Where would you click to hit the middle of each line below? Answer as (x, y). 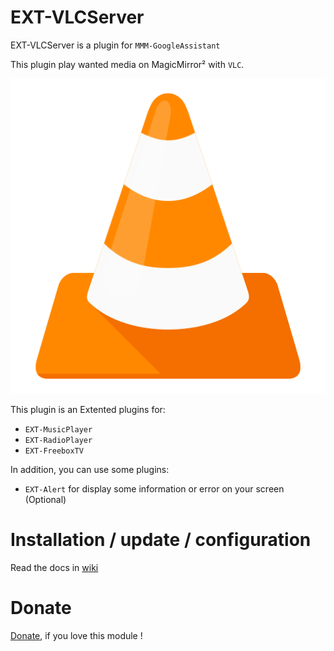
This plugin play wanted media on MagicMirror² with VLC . (127, 64)
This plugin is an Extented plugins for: (88, 409)
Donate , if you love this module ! (76, 635)
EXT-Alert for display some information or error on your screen (154, 488)
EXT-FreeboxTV (54, 451)
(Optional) (45, 499)
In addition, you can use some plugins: (90, 469)
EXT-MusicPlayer (58, 429)
